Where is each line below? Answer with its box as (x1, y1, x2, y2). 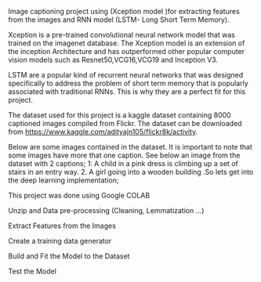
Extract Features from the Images (8, 221, 116, 230)
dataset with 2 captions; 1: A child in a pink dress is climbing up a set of (8, 159, 239, 168)
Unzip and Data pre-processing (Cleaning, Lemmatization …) (8, 206, 205, 215)
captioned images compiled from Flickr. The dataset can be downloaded (8, 119, 242, 128)
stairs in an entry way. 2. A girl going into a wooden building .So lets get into (8, 168, 254, 176)
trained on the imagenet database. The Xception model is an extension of (8, 38, 245, 48)
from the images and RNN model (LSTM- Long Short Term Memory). (8, 15, 230, 24)
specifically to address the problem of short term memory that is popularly (8, 78, 248, 88)
